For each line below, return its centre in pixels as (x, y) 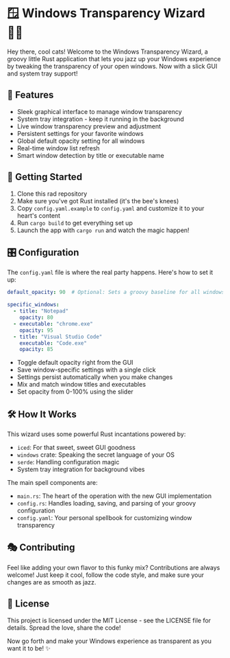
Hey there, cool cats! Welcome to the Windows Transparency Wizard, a (108, 52)
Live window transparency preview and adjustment (89, 126)
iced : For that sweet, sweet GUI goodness (76, 448)
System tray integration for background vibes (81, 469)
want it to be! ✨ (29, 648)
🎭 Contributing (41, 548)
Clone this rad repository (52, 194)
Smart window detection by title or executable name (90, 155)
